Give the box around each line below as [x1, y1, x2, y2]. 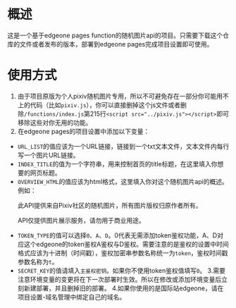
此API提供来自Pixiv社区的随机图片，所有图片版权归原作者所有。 [17, 201, 202, 209]
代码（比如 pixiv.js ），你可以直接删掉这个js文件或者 [30, 100, 181, 109]
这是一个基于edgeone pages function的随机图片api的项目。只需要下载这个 [7, 31, 223, 39]
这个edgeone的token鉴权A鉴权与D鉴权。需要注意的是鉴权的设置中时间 [23, 240, 229, 248]
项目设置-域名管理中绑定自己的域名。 [17, 292, 126, 301]
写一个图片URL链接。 [17, 151, 80, 159]
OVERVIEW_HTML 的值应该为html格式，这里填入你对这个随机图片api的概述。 [17, 177, 229, 185]
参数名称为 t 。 [17, 257, 58, 266]
